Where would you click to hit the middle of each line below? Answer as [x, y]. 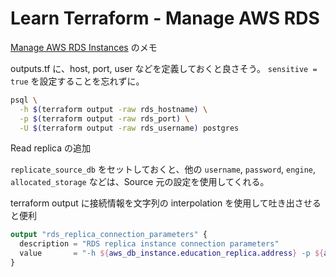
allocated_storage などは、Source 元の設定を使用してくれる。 [140, 182]
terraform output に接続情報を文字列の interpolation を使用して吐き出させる [166, 203]
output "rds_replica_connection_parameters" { [109, 235]
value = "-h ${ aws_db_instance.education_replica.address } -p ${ [172, 253]
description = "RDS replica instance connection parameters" [149, 244]
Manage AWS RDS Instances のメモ [84, 47]
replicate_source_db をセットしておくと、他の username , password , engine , [163, 169]
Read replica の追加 [50, 148]
